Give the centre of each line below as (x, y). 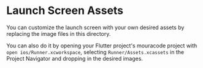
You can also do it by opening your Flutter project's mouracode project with (102, 46)
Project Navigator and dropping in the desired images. (75, 58)
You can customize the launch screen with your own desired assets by (95, 27)
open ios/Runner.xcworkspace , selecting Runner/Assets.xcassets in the (95, 52)
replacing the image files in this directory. (59, 33)
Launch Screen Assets (65, 11)
